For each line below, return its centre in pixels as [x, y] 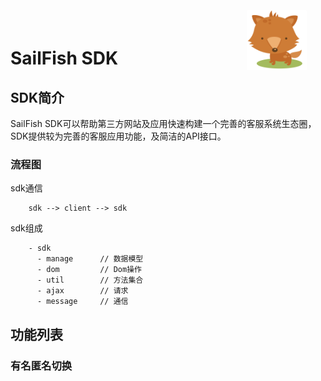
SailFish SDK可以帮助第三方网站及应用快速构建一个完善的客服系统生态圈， [163, 123]
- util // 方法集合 [90, 280]
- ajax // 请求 [82, 291]
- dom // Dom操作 [89, 270]
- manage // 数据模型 [90, 259]
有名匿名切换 [41, 365]
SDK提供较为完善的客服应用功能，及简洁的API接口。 [118, 136]
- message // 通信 [82, 302]
